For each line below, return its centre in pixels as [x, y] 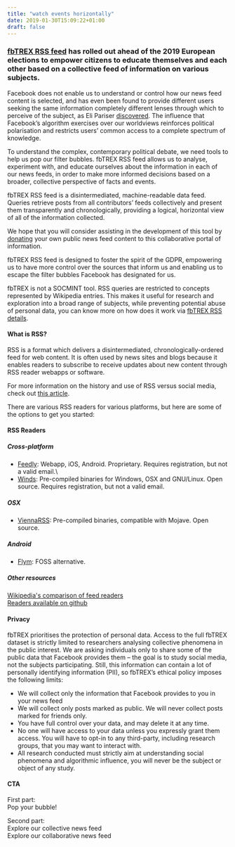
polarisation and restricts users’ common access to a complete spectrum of [116, 130]
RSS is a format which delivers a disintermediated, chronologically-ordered [115, 349]
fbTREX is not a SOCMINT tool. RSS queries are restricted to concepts [109, 288]
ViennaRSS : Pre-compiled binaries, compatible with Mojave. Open [113, 520]
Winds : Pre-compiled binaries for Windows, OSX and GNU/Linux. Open [120, 479]
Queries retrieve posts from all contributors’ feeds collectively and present [115, 202]
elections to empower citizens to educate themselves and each [117, 60]
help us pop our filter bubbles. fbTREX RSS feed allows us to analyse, [108, 159]
